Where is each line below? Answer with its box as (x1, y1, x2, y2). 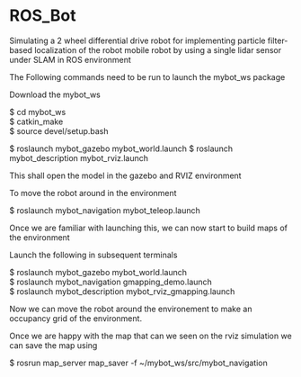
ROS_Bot (9, 5, 76, 26)
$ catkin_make (9, 116, 64, 127)
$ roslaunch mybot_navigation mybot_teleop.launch (9, 204, 200, 216)
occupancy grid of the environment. (9, 312, 142, 324)
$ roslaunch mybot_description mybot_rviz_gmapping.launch (9, 285, 235, 297)
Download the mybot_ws (9, 89, 101, 100)
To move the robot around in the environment (9, 187, 177, 198)
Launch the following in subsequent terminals (9, 249, 178, 260)
